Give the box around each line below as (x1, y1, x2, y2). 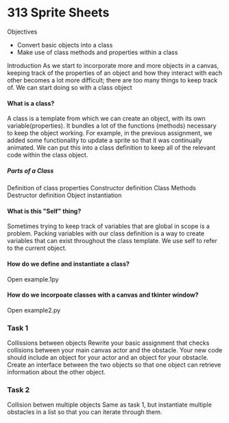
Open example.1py (7, 275, 60, 283)
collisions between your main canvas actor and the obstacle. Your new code (7, 346, 223, 354)
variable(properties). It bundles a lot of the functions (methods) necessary (7, 122, 217, 130)
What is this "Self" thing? (7, 207, 82, 215)
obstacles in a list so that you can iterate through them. (7, 408, 162, 416)
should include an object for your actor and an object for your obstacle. (7, 354, 209, 362)
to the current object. (7, 244, 67, 252)
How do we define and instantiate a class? (7, 260, 130, 268)
